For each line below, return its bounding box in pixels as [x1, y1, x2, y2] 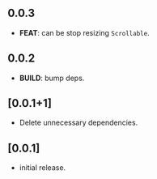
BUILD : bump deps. [19, 73, 85, 83]
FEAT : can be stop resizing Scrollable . [19, 28, 151, 37]
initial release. [19, 163, 66, 173]
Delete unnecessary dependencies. [19, 117, 138, 128]
